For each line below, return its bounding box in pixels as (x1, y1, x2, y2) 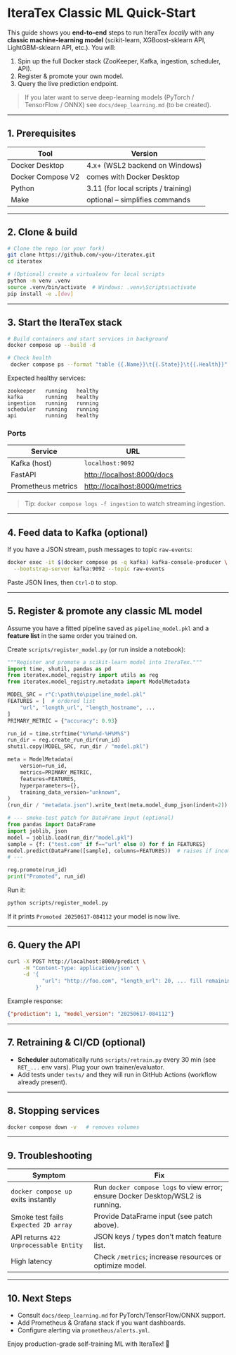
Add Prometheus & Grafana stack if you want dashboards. (17, 1318, 186, 1327)
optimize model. (93, 1261, 147, 1270)
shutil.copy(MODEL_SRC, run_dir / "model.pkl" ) (7, 743, 150, 750)
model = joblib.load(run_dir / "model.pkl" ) (7, 834, 133, 841)
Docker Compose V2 (11, 171, 80, 181)
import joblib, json (7, 827, 68, 835)
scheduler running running (7, 406, 99, 413)
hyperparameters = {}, (20, 782, 80, 789)
